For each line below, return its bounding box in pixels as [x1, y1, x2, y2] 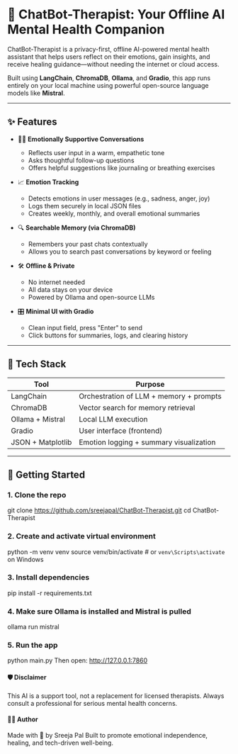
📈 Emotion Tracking [17, 177, 79, 186]
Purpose [135, 379, 165, 389]
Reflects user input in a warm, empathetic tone [28, 148, 165, 157]
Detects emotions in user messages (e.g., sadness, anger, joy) [28, 194, 210, 203]
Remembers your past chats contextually [28, 240, 148, 248]
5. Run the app [7, 641, 58, 651]
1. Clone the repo [7, 490, 67, 500]
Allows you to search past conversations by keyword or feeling [28, 247, 212, 256]
